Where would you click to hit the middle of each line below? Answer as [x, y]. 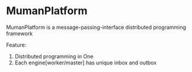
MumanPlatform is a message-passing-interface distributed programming [96, 27]
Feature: [16, 45]
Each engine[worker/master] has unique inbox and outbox [86, 63]
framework [20, 33]
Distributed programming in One [54, 56]
